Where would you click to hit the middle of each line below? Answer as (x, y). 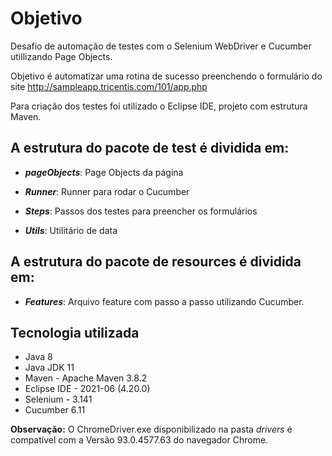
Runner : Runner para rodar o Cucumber (107, 191)
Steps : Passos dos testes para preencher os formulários (141, 211)
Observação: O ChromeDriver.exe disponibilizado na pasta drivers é (151, 429)
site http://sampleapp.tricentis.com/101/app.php (109, 86)
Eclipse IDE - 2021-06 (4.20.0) (87, 389)
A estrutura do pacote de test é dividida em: (150, 148)
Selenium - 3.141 (58, 399)
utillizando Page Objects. (61, 56)
